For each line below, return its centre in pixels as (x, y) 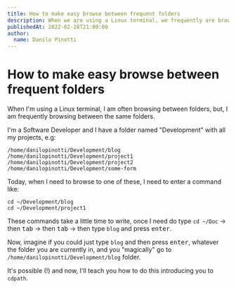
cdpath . (18, 278)
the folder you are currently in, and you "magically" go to (90, 250)
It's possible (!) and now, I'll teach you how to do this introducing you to (111, 271)
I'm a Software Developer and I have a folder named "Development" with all (117, 130)
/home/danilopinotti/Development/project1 (70, 156)
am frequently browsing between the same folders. (81, 116)
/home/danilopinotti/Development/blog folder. (74, 257)
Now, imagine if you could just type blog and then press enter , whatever (113, 242)
